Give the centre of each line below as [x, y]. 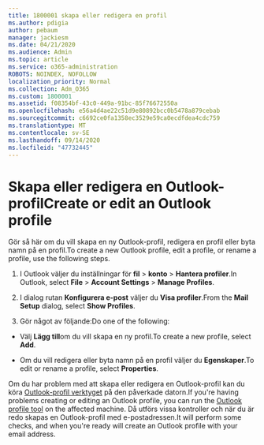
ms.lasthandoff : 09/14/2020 [54, 140]
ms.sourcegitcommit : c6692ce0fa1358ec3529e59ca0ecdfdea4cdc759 [114, 118]
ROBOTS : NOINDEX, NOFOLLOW [52, 74]
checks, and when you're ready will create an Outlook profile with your [123, 426]
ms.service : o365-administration [63, 67]
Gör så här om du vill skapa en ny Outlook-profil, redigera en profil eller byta [132, 242]
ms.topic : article [38, 60]
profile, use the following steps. [59, 259]
